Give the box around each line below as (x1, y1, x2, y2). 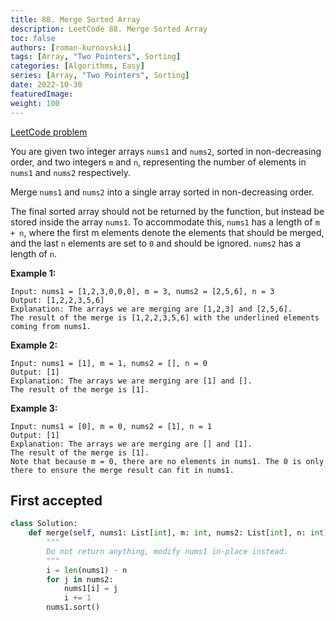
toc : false (10, 33, 56, 43)
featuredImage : (10, 89, 74, 99)
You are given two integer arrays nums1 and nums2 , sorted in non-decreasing (10, 145, 322, 157)
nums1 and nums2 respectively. (10, 166, 131, 178)
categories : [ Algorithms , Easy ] (10, 61, 145, 71)
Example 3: (10, 402, 58, 414)
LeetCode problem (10, 126, 88, 138)
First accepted (10, 492, 103, 509)
